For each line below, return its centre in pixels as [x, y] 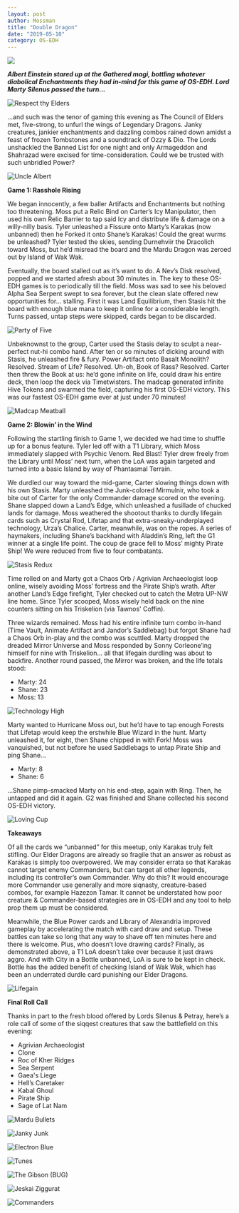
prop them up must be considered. [58, 908]
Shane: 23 [33, 690]
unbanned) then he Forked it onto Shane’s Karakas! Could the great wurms [117, 234]
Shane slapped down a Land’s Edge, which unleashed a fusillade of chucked [119, 506]
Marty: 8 [30, 769]
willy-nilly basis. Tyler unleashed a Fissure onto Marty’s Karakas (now [109, 227]
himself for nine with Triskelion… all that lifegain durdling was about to [110, 653]
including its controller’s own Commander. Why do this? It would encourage [118, 878]
